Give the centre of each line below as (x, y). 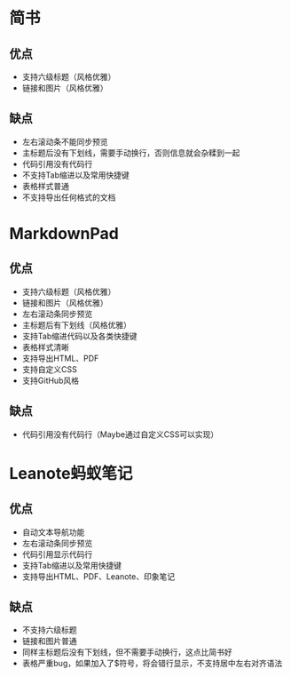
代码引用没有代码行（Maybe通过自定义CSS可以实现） (120, 434)
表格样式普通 (45, 186)
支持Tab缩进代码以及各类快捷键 (79, 336)
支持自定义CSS (49, 369)
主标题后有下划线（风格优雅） (76, 324)
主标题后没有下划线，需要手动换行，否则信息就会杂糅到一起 (131, 153)
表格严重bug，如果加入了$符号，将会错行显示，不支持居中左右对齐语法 (152, 664)
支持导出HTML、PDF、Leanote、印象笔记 (98, 576)
